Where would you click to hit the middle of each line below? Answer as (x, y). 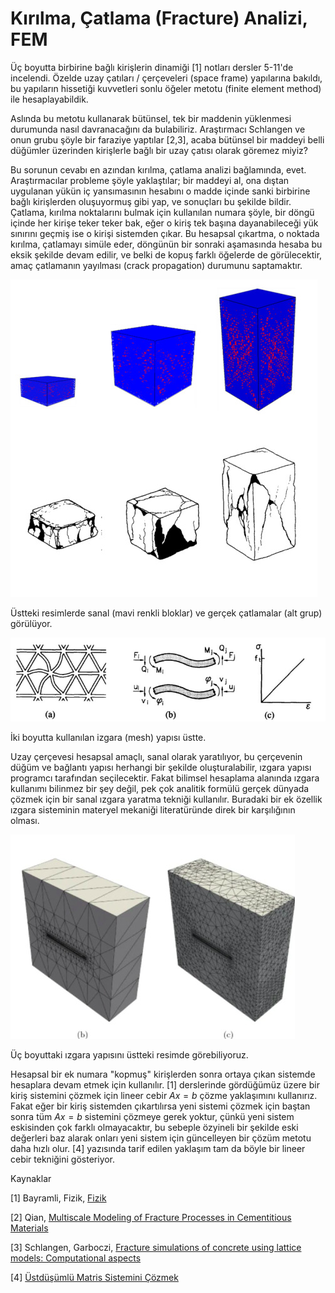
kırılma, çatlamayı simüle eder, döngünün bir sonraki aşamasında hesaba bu (166, 244)
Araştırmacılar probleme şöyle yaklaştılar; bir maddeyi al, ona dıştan (150, 180)
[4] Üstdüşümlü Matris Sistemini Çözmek (94, 1277)
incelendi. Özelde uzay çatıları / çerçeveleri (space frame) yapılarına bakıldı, (166, 78)
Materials (29, 1228)
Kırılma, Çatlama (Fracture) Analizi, (159, 18)
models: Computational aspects (76, 1258)
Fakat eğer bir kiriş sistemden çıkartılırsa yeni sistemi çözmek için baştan (160, 1106)
